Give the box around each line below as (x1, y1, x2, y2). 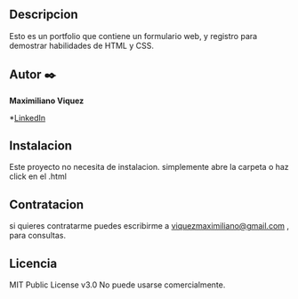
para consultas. (9, 230, 67, 241)
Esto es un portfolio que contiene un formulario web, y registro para (9, 30, 258, 41)
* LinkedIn (9, 112, 46, 123)
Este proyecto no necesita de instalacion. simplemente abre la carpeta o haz (9, 162, 289, 173)
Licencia (9, 255, 58, 271)
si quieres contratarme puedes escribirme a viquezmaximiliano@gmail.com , (9, 221, 290, 231)
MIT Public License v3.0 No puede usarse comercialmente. (9, 279, 226, 290)
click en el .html (9, 171, 67, 182)
